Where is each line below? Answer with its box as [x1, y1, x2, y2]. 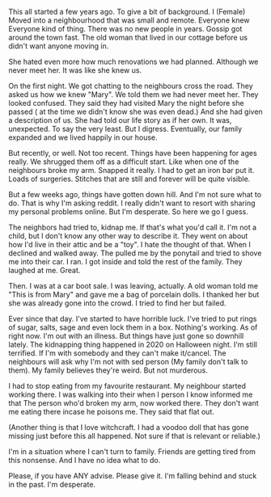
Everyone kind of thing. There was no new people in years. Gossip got [8, 24, 243, 33]
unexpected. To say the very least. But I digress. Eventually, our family [8, 124, 243, 133]
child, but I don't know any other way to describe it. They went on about [8, 231, 248, 241]
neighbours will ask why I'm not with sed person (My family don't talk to [8, 357, 248, 366]
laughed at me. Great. [8, 266, 81, 275]
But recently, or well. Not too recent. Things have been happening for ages [8, 149, 257, 158]
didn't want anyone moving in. [8, 41, 109, 51]
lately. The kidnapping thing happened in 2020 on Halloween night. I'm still [8, 339, 257, 349]
